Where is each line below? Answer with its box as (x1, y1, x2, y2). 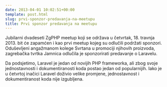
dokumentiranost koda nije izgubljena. (5, 76, 84, 82)
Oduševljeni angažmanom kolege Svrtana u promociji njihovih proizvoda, (5, 45, 155, 51)
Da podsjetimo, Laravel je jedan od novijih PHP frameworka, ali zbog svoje (5, 60, 158, 66)
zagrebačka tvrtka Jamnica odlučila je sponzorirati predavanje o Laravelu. (5, 51, 157, 57)
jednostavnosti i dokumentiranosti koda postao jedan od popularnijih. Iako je (5, 66, 162, 72)
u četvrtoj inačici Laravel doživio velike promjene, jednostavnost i (5, 71, 139, 77)
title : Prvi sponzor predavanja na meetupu (5, 21, 97, 26)
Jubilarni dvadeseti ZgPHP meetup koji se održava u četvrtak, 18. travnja (5, 35, 155, 41)
